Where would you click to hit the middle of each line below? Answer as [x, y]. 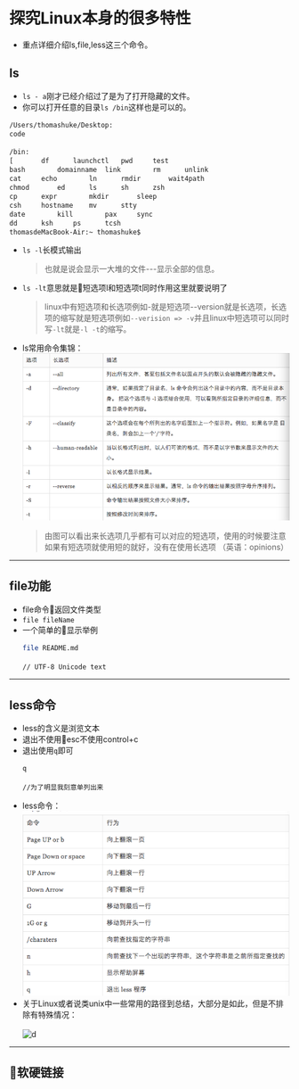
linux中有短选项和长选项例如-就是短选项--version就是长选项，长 [162, 306]
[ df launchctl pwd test [89, 161]
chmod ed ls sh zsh [87, 187]
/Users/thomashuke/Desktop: [61, 125]
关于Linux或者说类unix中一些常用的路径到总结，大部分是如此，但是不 [149, 1003]
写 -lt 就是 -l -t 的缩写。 [88, 329]
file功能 [30, 586]
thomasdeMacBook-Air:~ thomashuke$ [75, 232]
